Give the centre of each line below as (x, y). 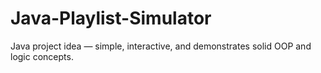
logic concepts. (42, 56)
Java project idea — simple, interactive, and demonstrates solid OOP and (161, 46)
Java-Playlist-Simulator (111, 18)
